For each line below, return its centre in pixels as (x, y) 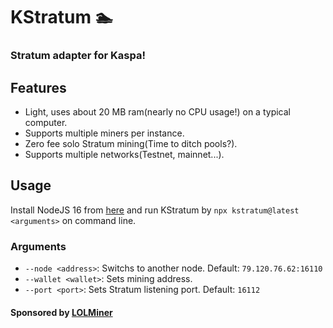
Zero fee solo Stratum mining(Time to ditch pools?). (131, 143)
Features (38, 87)
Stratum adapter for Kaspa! (78, 56)
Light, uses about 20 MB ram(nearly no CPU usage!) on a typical (157, 111)
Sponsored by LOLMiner (61, 312)
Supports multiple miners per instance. (104, 133)
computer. (46, 122)
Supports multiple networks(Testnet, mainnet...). (124, 154)
